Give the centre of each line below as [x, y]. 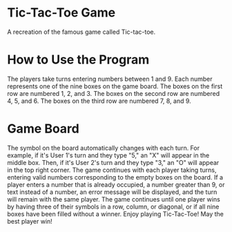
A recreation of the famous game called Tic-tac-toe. [81, 32]
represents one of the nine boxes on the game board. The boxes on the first [115, 86]
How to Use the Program [78, 60]
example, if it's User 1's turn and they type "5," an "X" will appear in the [108, 155]
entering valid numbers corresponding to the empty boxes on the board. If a [115, 177]
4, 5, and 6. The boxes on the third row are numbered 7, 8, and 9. [99, 101]
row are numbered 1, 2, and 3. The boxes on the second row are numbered [114, 93]
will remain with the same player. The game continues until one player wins [114, 199]
